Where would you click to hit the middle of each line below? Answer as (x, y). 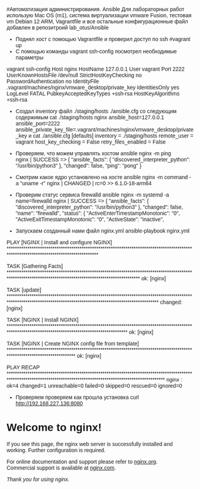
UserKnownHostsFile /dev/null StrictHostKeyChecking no (74, 75)
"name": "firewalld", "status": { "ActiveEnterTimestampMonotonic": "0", (98, 213)
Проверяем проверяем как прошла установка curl (77, 397)
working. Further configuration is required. (56, 450)
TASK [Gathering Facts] (35, 266)
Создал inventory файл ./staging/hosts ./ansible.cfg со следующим (96, 111)
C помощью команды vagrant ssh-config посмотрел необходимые (96, 51)
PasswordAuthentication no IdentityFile (53, 81)
